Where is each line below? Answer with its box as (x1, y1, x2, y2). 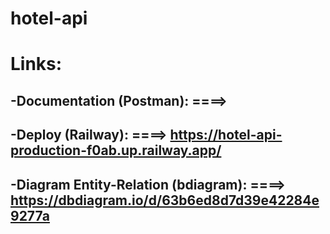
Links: (10, 53, 63, 76)
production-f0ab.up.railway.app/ (10, 142, 222, 159)
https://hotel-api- (169, 127, 283, 144)
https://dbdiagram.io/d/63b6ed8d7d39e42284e (10, 192, 320, 209)
